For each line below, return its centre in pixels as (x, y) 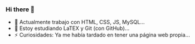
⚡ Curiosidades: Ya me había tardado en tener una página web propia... (102, 35)
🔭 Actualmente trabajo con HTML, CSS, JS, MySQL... (79, 22)
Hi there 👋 (20, 9)
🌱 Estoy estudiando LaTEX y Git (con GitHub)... (72, 28)
